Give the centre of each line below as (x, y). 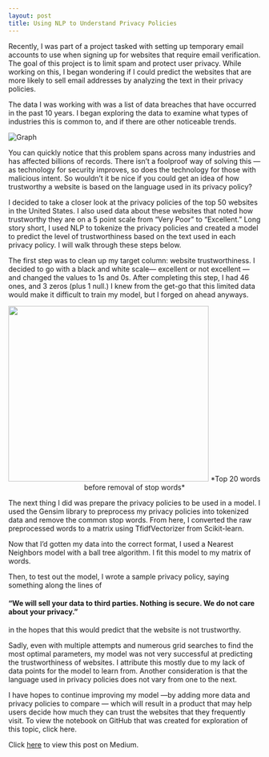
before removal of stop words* (134, 487)
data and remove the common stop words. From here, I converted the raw (130, 519)
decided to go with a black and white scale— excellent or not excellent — (129, 269)
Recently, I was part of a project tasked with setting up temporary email (126, 46)
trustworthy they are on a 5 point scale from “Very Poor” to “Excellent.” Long (134, 219)
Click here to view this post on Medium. (73, 744)
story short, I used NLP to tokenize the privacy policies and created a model (133, 228)
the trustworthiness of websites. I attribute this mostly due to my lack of (127, 662)
